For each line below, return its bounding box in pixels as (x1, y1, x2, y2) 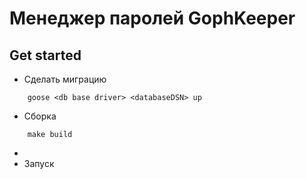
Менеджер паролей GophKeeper (9, 7, 296, 30)
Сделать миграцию (23, 73, 107, 85)
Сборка (23, 110, 57, 122)
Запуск (23, 158, 55, 169)
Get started (9, 47, 82, 64)
